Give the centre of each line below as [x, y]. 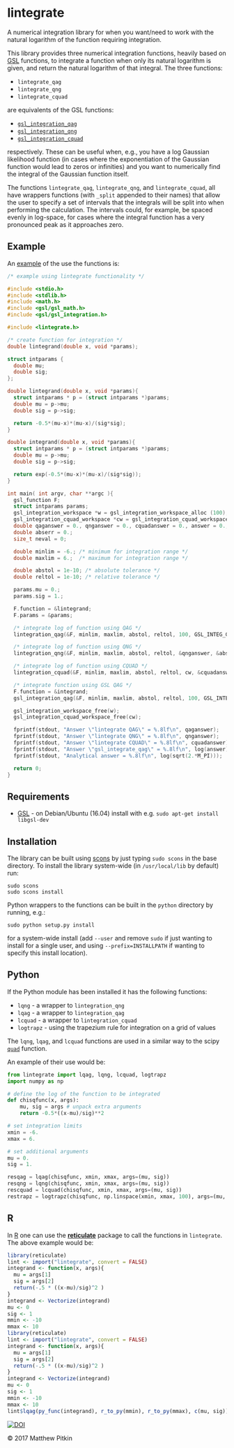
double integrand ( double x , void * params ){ [71, 442]
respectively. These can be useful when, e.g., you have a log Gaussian [108, 152]
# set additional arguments [48, 1151]
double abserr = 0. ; [43, 532]
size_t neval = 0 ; [40, 539]
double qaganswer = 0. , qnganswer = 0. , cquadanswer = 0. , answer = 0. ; [121, 526]
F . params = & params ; [43, 615]
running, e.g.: [26, 912]
